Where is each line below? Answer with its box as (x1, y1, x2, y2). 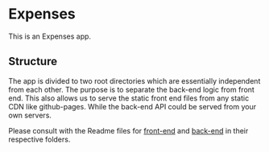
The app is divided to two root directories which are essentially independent (8, 76, 261, 85)
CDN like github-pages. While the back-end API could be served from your (8, 101, 256, 111)
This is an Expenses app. (8, 31, 91, 41)
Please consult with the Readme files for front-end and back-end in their (8, 125, 249, 135)
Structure (8, 55, 58, 68)
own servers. (8, 110, 52, 120)
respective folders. (8, 134, 71, 144)
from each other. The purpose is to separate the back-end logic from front (8, 84, 255, 94)
